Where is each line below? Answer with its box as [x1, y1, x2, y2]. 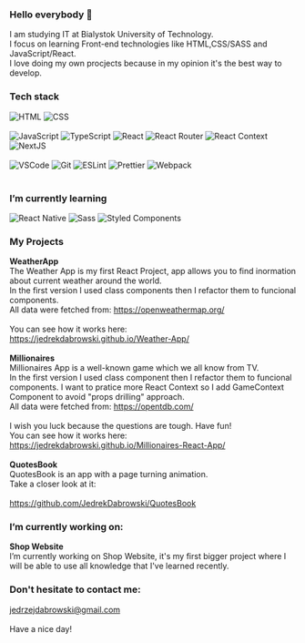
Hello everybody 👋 [9, 8, 93, 21]
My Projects [9, 235, 64, 248]
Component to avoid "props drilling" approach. [9, 392, 185, 403]
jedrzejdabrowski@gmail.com [9, 604, 121, 615]
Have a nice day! [9, 623, 73, 634]
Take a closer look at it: [9, 478, 97, 490]
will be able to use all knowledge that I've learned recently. [9, 560, 229, 572]
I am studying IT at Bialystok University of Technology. [9, 29, 214, 40]
